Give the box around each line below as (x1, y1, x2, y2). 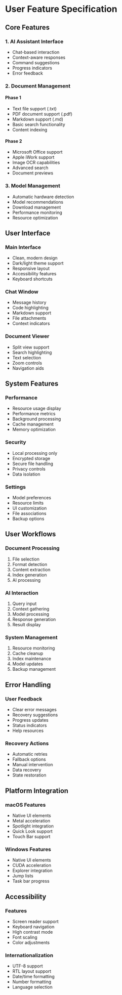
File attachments (12, 315, 46, 321)
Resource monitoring (12, 645, 55, 651)
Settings (5, 483, 26, 490)
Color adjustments (12, 940, 50, 945)
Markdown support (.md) (12, 116, 63, 122)
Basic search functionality (12, 122, 66, 127)
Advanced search (12, 165, 48, 171)
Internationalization (5, 952, 53, 958)
